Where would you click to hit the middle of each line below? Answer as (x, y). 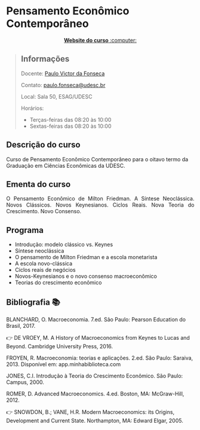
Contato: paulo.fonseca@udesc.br (63, 85)
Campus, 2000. (25, 382)
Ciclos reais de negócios (45, 270)
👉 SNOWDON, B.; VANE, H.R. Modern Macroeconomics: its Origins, (90, 412)
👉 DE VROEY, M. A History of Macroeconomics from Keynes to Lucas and (98, 338)
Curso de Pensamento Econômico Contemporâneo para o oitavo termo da (97, 159)
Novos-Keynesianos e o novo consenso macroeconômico (86, 277)
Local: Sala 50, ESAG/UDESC (56, 96)
